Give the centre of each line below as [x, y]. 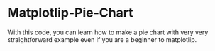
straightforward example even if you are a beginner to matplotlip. [102, 39]
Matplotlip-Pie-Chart [70, 13]
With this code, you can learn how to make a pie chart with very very [108, 32]
